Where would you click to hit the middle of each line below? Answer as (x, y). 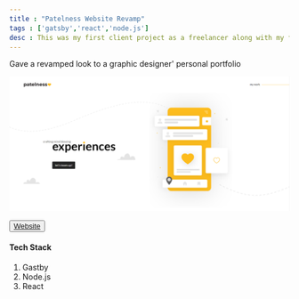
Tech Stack (30, 247)
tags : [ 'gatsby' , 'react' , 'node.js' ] (79, 28)
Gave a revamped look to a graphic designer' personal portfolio (125, 64)
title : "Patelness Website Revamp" (77, 19)
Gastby (35, 267)
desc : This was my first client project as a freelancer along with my (147, 37)
